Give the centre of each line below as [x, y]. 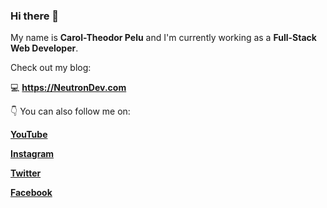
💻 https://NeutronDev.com [68, 88]
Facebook [31, 193]
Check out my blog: [51, 68]
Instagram [32, 154]
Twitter [26, 173]
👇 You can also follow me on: [70, 111]
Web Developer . [44, 48]
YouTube [29, 135]
